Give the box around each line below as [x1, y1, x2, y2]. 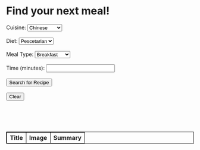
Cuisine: [6, 24, 27, 31]
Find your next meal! [6, 4, 110, 18]
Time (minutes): [6, 64, 45, 71]
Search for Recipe [9, 79, 49, 86]
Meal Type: [6, 51, 34, 58]
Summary [53, 133, 82, 142]
